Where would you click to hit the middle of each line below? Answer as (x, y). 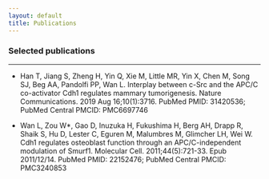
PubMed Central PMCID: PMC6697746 (84, 109)
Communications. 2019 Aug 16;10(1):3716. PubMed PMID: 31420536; (132, 101)
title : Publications (43, 23)
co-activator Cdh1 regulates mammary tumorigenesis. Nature (120, 93)
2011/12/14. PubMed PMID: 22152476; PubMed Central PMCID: (123, 159)
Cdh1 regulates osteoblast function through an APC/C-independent (130, 142)
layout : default (35, 16)
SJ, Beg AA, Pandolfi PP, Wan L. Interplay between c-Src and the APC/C (139, 84)
